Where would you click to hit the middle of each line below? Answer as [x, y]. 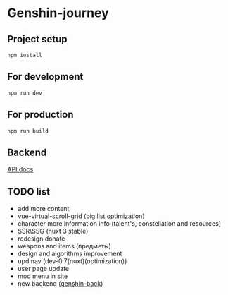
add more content [43, 209]
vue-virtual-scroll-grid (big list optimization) [81, 216]
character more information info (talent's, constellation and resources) [119, 224]
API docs [20, 169]
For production [40, 115]
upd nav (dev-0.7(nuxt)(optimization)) [72, 261]
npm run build [28, 131]
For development [45, 77]
